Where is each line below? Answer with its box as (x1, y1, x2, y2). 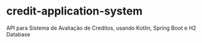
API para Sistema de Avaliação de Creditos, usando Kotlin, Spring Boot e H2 (6, 24, 197, 31)
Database (6, 30, 30, 38)
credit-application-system (6, 4, 143, 18)
